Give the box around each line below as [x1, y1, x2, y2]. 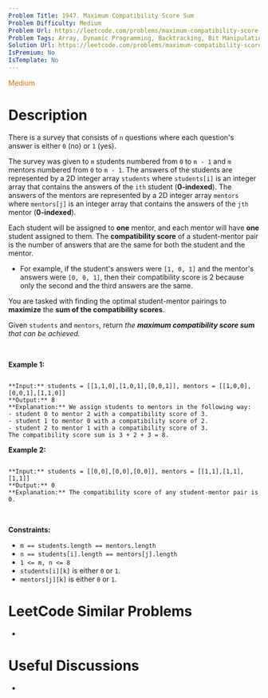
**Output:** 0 [8, 481, 56, 490]
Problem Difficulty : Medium [8, 19, 102, 27]
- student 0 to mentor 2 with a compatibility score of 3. [8, 410, 209, 418]
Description [8, 106, 88, 125]
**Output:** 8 [8, 396, 56, 404]
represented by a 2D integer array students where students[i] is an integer [8, 173, 257, 183]
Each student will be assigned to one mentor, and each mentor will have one [8, 223, 259, 232]
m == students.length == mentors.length [19, 541, 156, 549]
